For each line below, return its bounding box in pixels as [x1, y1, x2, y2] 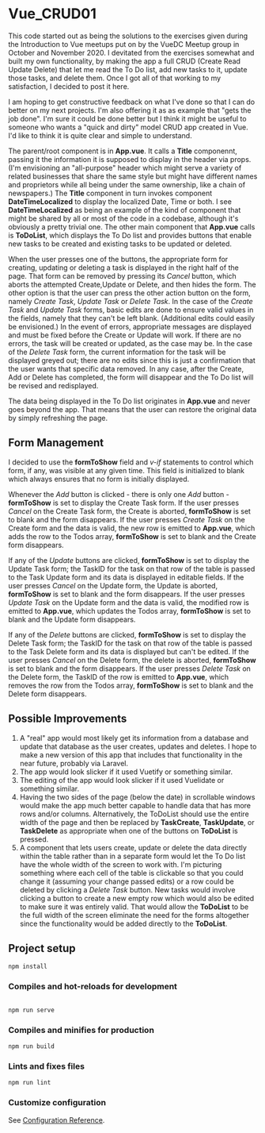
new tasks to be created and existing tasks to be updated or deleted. [8, 239, 232, 249]
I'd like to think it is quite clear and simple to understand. [8, 130, 192, 140]
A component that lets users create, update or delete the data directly [19, 842, 248, 852]
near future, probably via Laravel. [19, 758, 129, 768]
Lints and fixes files [8, 1061, 85, 1072]
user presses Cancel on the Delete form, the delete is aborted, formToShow [8, 655, 256, 665]
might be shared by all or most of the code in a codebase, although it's [8, 214, 239, 223]
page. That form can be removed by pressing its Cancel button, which [8, 271, 237, 280]
